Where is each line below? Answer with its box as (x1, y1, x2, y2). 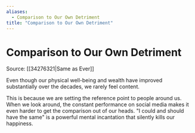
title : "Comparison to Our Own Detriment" (6, 20, 113, 26)
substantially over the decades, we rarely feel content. (6, 83, 140, 90)
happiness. (6, 120, 33, 127)
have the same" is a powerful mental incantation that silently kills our (6, 114, 175, 121)
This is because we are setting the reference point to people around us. (6, 95, 182, 102)
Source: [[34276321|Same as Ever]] (6, 65, 94, 72)
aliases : (6, 8, 28, 15)
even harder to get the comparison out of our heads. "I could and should (6, 107, 184, 115)
